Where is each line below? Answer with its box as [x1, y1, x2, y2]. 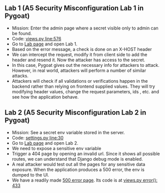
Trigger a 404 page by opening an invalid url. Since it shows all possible [11, 151, 160, 157]
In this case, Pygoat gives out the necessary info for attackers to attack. [11, 62, 160, 68]
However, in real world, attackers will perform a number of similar [11, 67, 147, 73]
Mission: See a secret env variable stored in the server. [11, 129, 125, 135]
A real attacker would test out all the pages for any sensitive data [11, 161, 146, 167]
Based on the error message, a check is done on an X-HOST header [11, 46, 153, 52]
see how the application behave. [11, 94, 79, 100]
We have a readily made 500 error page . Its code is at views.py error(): [11, 177, 158, 183]
